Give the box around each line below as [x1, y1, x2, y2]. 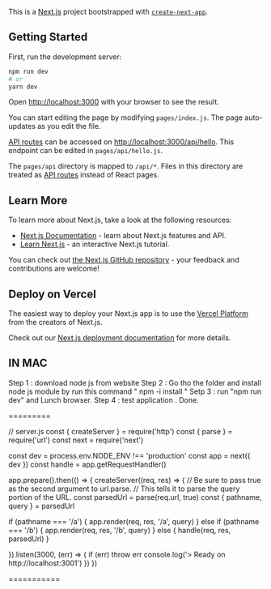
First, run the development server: [8, 52, 122, 62]
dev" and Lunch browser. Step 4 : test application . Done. [8, 395, 200, 404]
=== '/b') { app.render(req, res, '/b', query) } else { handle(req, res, [8, 525, 231, 535]
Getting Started [8, 30, 88, 44]
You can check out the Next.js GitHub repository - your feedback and [8, 255, 240, 265]
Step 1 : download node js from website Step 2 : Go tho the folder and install [8, 378, 261, 387]
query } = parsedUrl [8, 501, 75, 510]
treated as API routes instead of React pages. [8, 170, 159, 180]
